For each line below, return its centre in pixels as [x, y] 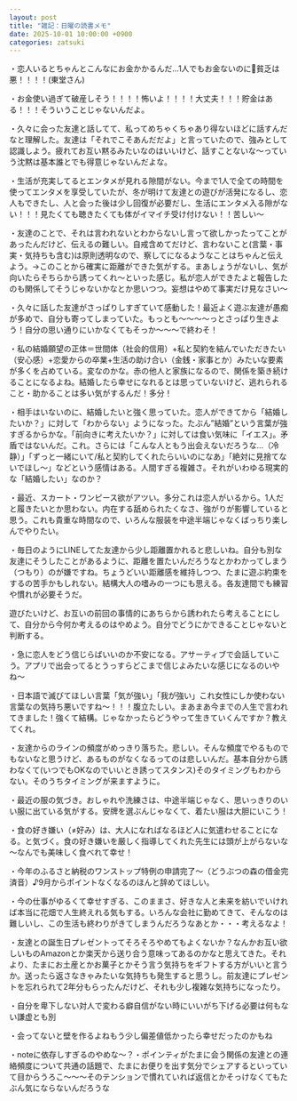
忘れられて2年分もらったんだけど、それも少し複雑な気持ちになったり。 [155, 987]
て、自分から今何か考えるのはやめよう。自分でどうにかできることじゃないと [148, 624]
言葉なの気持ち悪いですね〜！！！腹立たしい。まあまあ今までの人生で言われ [148, 707]
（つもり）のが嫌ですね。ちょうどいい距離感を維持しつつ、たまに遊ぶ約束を [148, 572]
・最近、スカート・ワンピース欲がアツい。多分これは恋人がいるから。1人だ [146, 498]
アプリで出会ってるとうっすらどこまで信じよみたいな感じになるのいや [152, 666]
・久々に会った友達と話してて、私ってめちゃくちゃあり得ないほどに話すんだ [148, 129]
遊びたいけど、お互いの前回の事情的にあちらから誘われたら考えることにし [145, 614]
